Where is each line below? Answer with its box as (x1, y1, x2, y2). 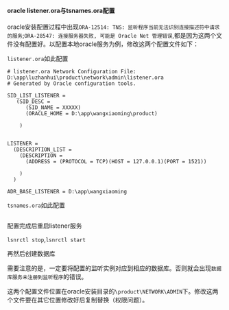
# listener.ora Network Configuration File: (7, 69, 136, 75)
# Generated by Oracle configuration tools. (7, 80, 136, 87)
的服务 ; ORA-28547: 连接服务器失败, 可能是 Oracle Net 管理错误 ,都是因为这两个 (7, 32, 217, 40)
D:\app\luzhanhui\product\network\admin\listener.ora (7, 74, 165, 82)
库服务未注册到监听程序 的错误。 (7, 273, 88, 281)
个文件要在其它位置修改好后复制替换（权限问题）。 (7, 296, 149, 305)
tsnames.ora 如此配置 (7, 201, 65, 209)
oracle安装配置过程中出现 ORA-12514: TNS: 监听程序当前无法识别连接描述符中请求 (7, 23, 220, 31)
